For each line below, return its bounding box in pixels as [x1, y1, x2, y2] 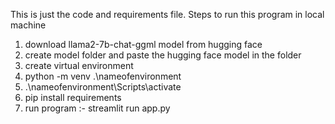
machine [10, 19, 47, 31]
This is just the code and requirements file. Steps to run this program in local [10, 9, 325, 20]
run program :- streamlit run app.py [24, 102, 171, 114]
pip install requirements [24, 92, 122, 103]
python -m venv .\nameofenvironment [24, 70, 182, 82]
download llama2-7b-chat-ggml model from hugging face [24, 39, 263, 50]
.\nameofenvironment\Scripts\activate [24, 81, 182, 93]
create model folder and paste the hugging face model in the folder [24, 49, 302, 61]
